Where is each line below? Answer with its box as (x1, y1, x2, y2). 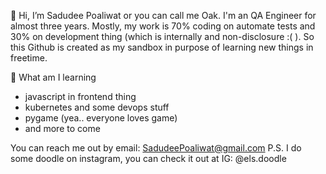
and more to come (24, 123, 101, 134)
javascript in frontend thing (24, 91, 137, 102)
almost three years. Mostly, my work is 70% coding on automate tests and (10, 20, 316, 32)
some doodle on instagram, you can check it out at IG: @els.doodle (10, 153, 287, 164)
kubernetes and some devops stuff (24, 101, 170, 113)
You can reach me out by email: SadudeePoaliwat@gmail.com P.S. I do (10, 142, 302, 154)
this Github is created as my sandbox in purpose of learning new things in (10, 41, 314, 53)
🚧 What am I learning (10, 71, 97, 83)
